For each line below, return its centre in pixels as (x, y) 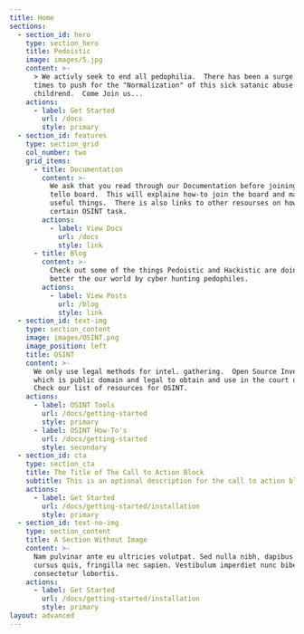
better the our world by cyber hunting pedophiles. (149, 279)
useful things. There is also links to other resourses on (165, 203)
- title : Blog (60, 254)
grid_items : (48, 161)
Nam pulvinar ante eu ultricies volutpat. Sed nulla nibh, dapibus (163, 557)
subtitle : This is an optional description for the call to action (155, 481)
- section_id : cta (52, 456)
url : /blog (78, 304)
